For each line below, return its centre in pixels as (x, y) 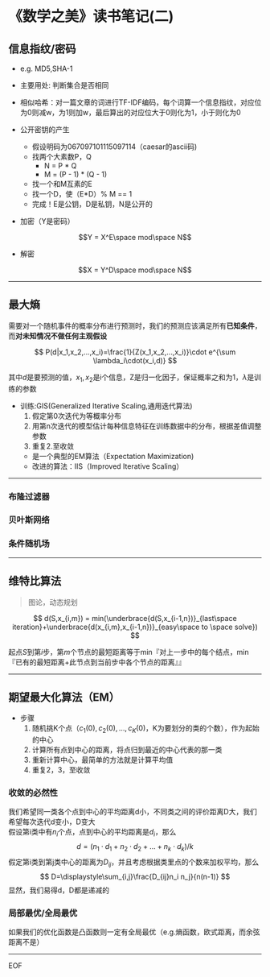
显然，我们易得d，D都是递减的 (59, 890)
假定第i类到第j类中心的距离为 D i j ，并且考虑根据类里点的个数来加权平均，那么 (134, 863)
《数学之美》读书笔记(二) (91, 17)
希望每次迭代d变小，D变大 (52, 822)
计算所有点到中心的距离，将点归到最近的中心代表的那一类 (127, 750)
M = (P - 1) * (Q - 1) (76, 174)
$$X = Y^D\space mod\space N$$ (135, 270)
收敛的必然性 (33, 793)
